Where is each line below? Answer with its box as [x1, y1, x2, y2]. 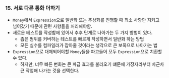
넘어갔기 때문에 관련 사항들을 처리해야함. [12, 23, 92, 29]
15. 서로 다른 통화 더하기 [5, 4, 60, 11]
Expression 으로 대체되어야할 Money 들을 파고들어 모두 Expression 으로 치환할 [12, 49, 162, 55]
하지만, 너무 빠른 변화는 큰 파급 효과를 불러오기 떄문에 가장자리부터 [20, 61, 151, 67]
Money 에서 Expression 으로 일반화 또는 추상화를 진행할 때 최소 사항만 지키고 [12, 17, 160, 23]
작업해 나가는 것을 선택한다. [25, 67, 80, 74]
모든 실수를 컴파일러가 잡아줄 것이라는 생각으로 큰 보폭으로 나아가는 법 [20, 42, 158, 49]
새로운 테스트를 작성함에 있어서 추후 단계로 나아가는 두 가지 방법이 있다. [12, 29, 153, 36]
